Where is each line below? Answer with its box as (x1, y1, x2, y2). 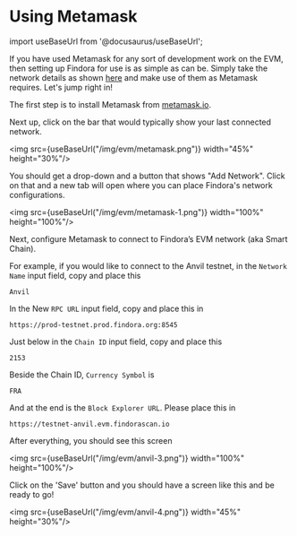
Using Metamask (9, 6, 138, 27)
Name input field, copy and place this (9, 270, 141, 281)
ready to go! (9, 488, 55, 499)
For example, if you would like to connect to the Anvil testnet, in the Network (9, 260, 288, 271)
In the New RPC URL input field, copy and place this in (9, 303, 204, 314)
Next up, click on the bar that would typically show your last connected (9, 117, 271, 127)
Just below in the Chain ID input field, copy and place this (9, 336, 223, 347)
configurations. (9, 189, 65, 200)
